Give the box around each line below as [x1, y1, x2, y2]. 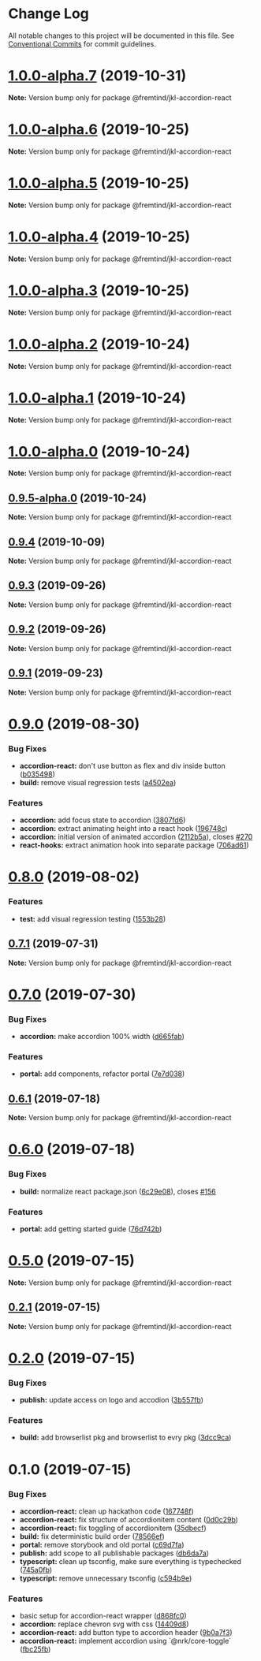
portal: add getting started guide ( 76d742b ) [19, 1223, 162, 1234]
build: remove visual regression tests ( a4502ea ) [19, 777, 177, 787]
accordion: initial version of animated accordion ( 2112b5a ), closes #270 [19, 832, 253, 842]
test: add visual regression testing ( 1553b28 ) [19, 914, 166, 923]
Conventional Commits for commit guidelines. [8, 39, 156, 48]
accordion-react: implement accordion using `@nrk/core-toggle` [19, 1637, 232, 1646]
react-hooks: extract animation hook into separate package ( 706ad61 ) [19, 840, 250, 850]
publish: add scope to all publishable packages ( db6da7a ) [19, 1548, 210, 1558]
